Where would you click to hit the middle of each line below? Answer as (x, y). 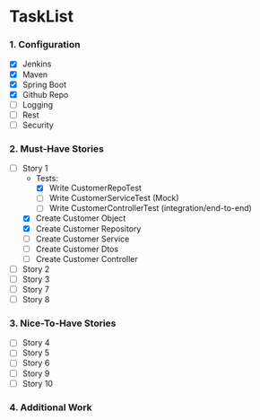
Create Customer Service (82, 239)
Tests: (47, 179)
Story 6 (36, 363)
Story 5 (36, 353)
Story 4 (36, 343)
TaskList (42, 17)
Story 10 (38, 383)
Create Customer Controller (87, 258)
